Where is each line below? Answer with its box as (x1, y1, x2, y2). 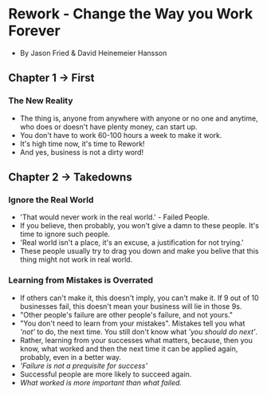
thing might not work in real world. (19, 255, 133, 264)
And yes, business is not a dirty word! (19, 147, 144, 156)
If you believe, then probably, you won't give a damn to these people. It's (19, 221, 259, 231)
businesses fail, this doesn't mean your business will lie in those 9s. (19, 301, 242, 311)
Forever (8, 22, 61, 40)
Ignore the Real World (8, 194, 94, 205)
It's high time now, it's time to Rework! (19, 139, 145, 148)
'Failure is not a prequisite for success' (19, 361, 148, 370)
